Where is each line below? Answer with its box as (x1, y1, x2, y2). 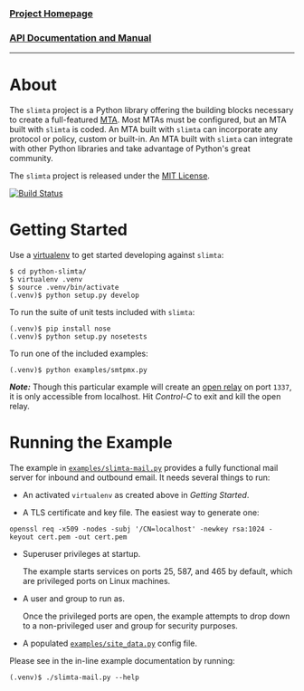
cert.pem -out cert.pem (37, 533, 128, 542)
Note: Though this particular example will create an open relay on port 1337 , (9, 381, 292, 392)
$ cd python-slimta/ (9, 267, 88, 276)
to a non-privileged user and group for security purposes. (22, 620, 238, 631)
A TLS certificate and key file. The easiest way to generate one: (22, 507, 260, 518)
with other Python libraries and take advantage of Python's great (9, 143, 251, 154)
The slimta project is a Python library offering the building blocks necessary (9, 105, 294, 116)
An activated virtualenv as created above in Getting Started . (22, 490, 250, 501)
